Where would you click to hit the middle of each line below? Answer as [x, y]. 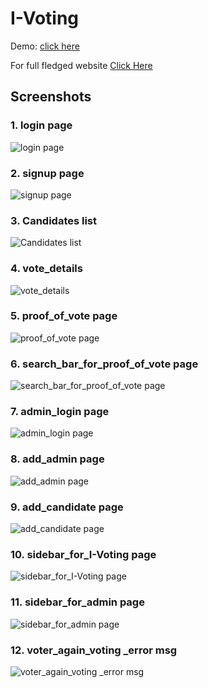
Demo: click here [45, 46]
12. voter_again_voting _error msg [94, 650]
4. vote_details [46, 269]
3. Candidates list [54, 220]
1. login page [41, 125]
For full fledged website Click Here [81, 65]
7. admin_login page [60, 412]
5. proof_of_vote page [64, 316]
